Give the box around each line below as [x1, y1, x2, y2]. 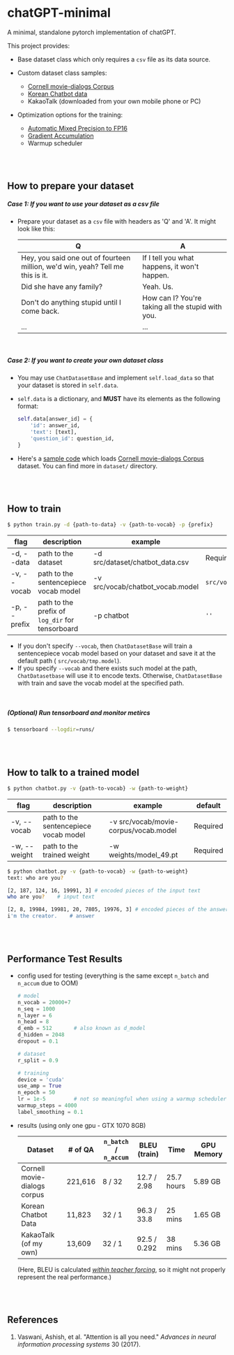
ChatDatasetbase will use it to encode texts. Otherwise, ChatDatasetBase [17, 672, 223, 680]
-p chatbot [93, 611, 130, 621]
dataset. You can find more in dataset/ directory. [17, 461, 158, 470]
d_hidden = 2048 [17, 1031, 65, 1038]
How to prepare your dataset [7, 180, 134, 192]
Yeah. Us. [142, 282, 174, 291]
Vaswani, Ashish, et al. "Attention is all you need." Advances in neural [17, 1333, 217, 1341]
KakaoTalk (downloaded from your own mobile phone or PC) [27, 96, 201, 106]
